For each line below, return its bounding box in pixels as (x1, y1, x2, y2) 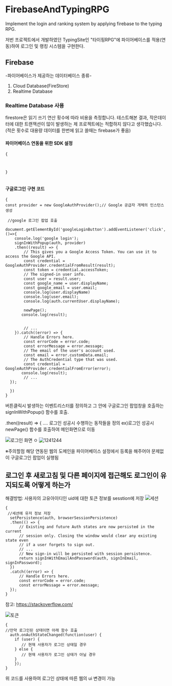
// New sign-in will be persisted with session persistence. (18, 551, 153, 557)
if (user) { (14, 637, 40, 642)
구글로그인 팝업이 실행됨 (10, 455, 59, 461)
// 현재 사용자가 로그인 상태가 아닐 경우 (21, 652, 96, 657)
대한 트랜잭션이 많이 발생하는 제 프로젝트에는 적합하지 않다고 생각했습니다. (14, 121, 163, 127)
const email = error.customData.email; (24, 353, 109, 358)
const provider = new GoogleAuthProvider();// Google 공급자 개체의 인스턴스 (5, 203, 164, 208)
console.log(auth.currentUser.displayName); (24, 299, 120, 304)
